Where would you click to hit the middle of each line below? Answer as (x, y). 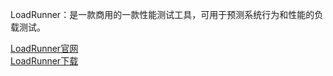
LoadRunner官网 (44, 48)
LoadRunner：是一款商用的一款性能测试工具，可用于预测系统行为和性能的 (162, 14)
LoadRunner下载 (44, 61)
